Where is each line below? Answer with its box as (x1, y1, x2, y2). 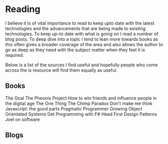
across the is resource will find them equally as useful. (5, 67, 118, 73)
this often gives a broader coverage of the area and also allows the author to (5, 41, 163, 47)
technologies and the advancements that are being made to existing (5, 25, 146, 31)
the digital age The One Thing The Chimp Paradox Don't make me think (5, 100, 153, 106)
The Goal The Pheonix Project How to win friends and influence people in (5, 95, 157, 101)
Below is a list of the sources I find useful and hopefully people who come (5, 62, 158, 68)
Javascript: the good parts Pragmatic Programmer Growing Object (5, 105, 142, 111)
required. (5, 52, 24, 58)
